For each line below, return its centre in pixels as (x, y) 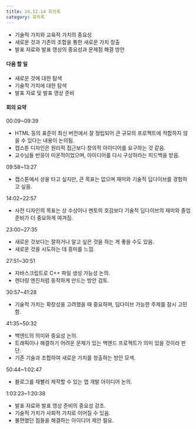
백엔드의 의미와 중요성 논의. (46, 335)
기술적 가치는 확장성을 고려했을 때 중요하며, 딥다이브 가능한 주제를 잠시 (95, 304)
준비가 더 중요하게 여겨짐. (44, 217)
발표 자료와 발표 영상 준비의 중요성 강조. (60, 405)
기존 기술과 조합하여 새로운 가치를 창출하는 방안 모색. (75, 358)
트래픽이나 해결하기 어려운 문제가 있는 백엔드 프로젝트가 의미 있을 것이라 (97, 343)
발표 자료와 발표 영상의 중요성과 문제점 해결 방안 (69, 49)
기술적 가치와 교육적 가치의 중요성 (53, 34)
